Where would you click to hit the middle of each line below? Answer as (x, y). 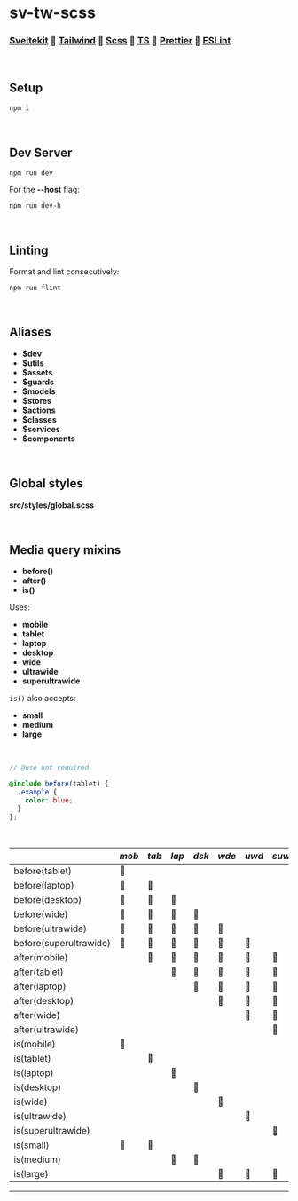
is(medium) (38, 1159)
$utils (33, 363)
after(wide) (37, 1015)
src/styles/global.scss (52, 505)
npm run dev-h (35, 206)
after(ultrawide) (47, 1030)
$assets (37, 372)
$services (41, 429)
